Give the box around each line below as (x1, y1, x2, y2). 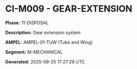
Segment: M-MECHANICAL (5, 49, 63, 55)
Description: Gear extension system (5, 29, 81, 35)
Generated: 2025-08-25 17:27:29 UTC (5, 58, 85, 64)
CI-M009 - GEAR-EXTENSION (5, 3, 132, 15)
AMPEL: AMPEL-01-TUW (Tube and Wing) (5, 39, 93, 45)
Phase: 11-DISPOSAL (5, 20, 49, 26)
